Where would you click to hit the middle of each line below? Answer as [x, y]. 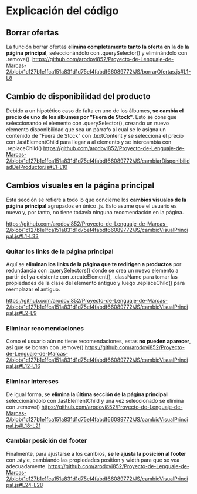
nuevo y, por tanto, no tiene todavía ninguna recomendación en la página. [95, 212]
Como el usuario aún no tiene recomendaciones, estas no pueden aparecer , [98, 341]
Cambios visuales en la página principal [80, 186]
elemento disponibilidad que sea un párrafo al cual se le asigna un [86, 129]
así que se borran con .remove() [45, 347]
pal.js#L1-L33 [23, 236]
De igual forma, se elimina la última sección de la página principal [87, 394]
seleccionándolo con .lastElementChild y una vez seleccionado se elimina [95, 400]
